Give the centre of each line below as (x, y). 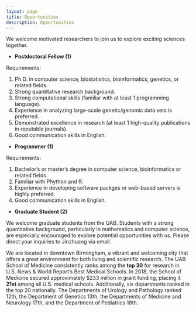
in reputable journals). (41, 129)
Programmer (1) (34, 146)
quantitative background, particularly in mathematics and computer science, (98, 229)
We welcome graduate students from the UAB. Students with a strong (90, 223)
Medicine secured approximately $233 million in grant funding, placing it (94, 278)
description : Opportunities (40, 22)
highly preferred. (35, 194)
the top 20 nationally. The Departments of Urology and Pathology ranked (94, 290)
